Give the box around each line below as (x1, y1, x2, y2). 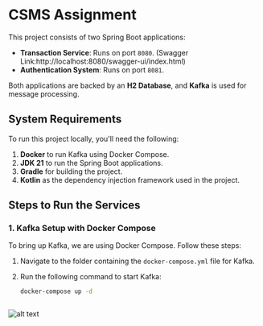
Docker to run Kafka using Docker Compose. (19, 149, 170, 159)
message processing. (8, 89, 80, 98)
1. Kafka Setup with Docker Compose (8, 223, 156, 234)
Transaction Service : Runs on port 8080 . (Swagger (19, 47, 189, 57)
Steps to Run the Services (8, 199, 141, 213)
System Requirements (8, 113, 122, 126)
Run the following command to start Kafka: (19, 272, 162, 282)
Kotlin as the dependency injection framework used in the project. (19, 175, 240, 184)
